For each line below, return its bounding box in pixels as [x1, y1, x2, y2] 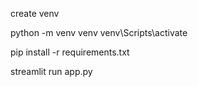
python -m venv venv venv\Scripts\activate [10, 27, 188, 38]
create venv [10, 8, 60, 19]
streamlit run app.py [10, 66, 93, 77]
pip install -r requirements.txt [10, 46, 130, 58]
